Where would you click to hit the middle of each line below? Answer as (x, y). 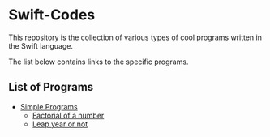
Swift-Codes (52, 15)
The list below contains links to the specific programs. (99, 62)
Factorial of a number (68, 115)
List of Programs (51, 87)
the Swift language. (41, 45)
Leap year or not (60, 124)
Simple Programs (49, 106)
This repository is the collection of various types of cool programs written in (135, 37)
